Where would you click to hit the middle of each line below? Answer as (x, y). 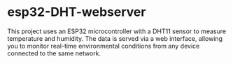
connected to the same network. (54, 53)
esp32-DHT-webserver (77, 12)
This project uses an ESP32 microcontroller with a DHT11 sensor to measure (116, 31)
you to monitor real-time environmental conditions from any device (104, 46)
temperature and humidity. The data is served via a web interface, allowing (115, 38)
